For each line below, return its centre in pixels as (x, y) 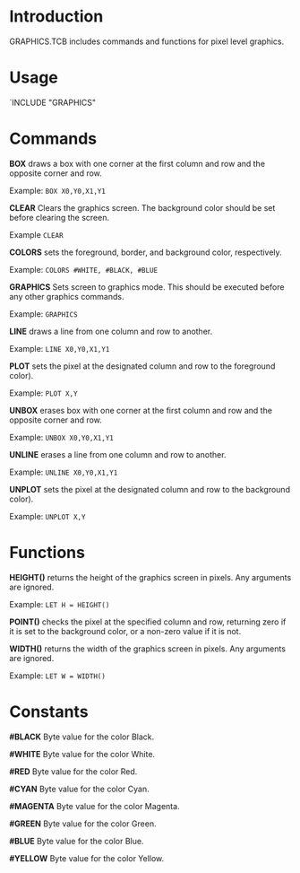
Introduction (56, 17)
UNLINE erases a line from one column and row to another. (118, 454)
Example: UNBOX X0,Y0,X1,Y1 (61, 437)
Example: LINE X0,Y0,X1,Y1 (60, 348)
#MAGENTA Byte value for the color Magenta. (95, 806)
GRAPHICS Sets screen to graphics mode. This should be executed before (147, 287)
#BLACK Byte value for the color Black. (82, 737)
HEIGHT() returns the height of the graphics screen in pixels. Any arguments (150, 577)
